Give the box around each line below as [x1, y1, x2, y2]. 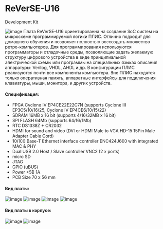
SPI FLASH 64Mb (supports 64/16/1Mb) [12, 118, 91, 123]
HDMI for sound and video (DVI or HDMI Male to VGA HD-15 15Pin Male [12, 128, 155, 134]
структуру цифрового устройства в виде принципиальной [5, 54, 126, 60]
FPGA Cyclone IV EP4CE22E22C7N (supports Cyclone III [12, 102, 127, 108]
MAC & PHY [12, 143, 36, 149]
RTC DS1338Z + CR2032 [12, 123, 62, 129]
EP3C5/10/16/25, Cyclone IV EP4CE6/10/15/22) [12, 107, 106, 113]
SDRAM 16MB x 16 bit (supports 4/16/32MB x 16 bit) [12, 112, 116, 118]
